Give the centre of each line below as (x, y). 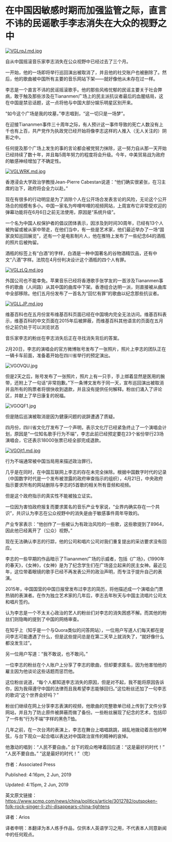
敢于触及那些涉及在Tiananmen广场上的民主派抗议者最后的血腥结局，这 (89, 96)
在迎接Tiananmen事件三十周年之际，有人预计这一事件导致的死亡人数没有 (82, 124)
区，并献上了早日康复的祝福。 (37, 395)
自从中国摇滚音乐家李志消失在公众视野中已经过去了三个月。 (68, 61)
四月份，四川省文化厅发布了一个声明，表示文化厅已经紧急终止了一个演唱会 (84, 427)
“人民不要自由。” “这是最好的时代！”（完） (49, 753)
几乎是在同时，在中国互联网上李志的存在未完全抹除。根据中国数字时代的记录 (86, 472)
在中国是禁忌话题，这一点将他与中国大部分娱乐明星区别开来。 (70, 102)
